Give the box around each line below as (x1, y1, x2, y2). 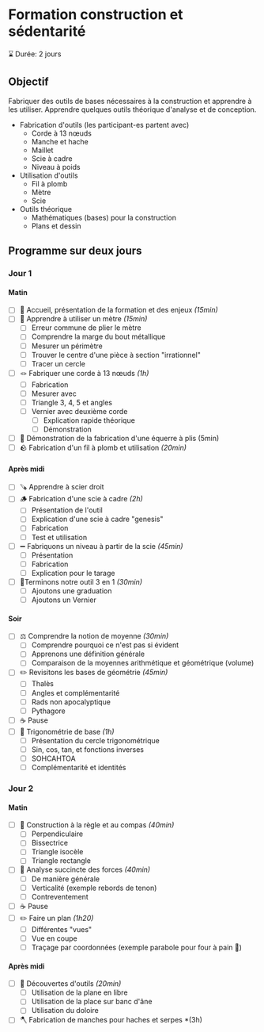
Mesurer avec (31, 389, 77, 398)
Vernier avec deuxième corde (31, 406, 128, 416)
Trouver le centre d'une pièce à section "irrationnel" (31, 350, 202, 359)
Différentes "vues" (31, 924, 92, 934)
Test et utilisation (31, 532, 88, 542)
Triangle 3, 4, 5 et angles (31, 397, 113, 407)
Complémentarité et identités (31, 762, 126, 772)
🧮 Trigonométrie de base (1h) (19, 727, 115, 736)
